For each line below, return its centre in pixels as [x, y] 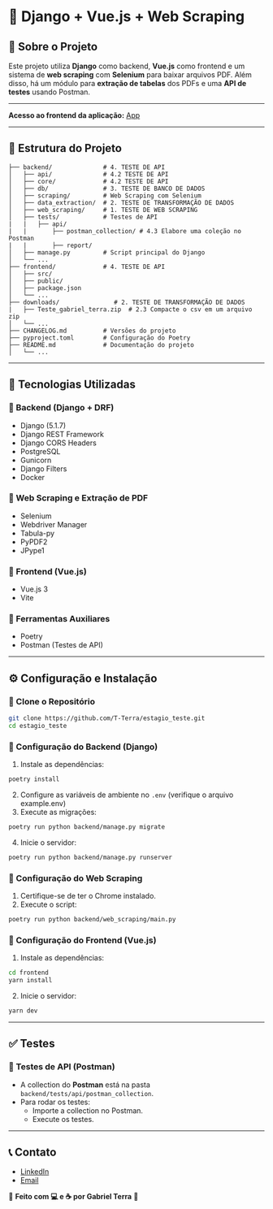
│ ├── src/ [30, 274]
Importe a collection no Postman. [88, 1110]
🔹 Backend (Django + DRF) [61, 408]
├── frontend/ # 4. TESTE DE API [87, 266]
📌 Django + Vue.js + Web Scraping [127, 17]
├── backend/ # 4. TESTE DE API [87, 167]
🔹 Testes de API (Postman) [62, 1067]
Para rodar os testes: [55, 1102]
